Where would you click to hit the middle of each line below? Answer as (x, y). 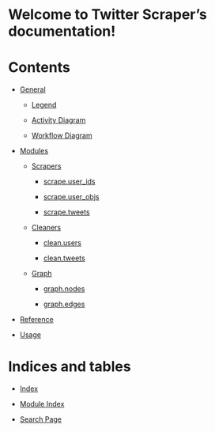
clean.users (62, 243)
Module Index (42, 404)
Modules (34, 151)
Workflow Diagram (62, 135)
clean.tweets (64, 258)
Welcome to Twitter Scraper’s (107, 15)
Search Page (40, 419)
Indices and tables (70, 367)
